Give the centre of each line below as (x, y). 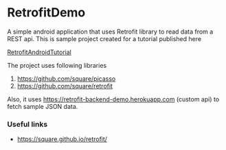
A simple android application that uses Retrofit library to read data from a (110, 32)
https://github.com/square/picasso (66, 78)
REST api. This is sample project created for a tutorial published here (104, 38)
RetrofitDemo (46, 13)
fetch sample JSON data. (43, 106)
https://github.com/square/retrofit (65, 86)
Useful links (27, 124)
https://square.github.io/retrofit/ (62, 139)
